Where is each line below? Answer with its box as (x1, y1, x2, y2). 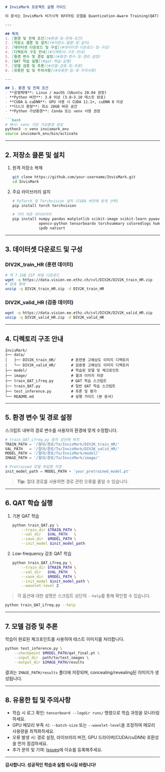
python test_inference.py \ (5, 646, 63, 651)
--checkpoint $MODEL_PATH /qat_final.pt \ (14, 650, 100, 655)
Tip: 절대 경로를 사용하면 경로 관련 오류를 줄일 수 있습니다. (17, 478, 129, 484)
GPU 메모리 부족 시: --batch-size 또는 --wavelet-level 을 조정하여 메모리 (12, 722, 156, 728)
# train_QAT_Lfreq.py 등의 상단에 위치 (5, 437, 80, 442)
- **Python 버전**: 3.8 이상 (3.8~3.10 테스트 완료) (5, 95, 106, 100)
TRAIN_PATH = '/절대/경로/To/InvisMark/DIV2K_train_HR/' (5, 441, 120, 447)
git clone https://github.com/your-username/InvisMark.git (12, 174, 136, 179)
